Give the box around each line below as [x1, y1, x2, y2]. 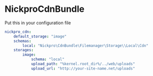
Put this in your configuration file [4, 20, 71, 26]
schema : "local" [31, 57, 65, 62]
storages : [13, 48, 34, 53]
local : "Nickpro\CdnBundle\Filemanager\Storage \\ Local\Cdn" [22, 43, 149, 48]
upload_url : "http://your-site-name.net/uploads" [31, 66, 135, 71]
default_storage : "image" [13, 34, 67, 39]
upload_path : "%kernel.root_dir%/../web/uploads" [31, 62, 135, 67]
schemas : [13, 38, 32, 43]
